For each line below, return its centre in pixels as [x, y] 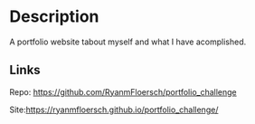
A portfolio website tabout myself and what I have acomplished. [128, 42]
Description [54, 17]
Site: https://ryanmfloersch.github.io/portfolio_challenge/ [114, 110]
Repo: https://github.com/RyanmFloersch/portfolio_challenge [123, 91]
